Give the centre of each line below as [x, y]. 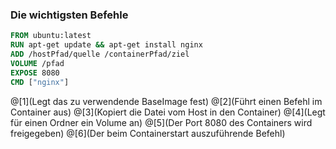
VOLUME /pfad [37, 63]
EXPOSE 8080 [35, 73]
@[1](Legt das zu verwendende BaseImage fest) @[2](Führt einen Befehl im [166, 101]
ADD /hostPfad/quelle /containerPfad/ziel [100, 54]
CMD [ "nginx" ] [40, 82]
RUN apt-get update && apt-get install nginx [106, 45]
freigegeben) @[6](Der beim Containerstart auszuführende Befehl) [148, 133]
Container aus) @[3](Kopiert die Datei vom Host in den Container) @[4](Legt [168, 112]
